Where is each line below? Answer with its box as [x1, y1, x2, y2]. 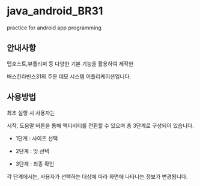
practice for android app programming [7, 24, 102, 31]
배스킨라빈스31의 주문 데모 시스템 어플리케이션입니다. [7, 73, 132, 80]
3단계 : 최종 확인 [15, 160, 55, 167]
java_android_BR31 [7, 4, 103, 18]
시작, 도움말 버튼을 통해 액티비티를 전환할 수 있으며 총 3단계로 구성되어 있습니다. [7, 122, 194, 129]
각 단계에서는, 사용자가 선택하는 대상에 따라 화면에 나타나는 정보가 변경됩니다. [7, 173, 188, 180]
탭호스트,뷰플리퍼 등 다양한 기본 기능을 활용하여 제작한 [7, 60, 134, 67]
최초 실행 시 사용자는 [7, 109, 55, 116]
